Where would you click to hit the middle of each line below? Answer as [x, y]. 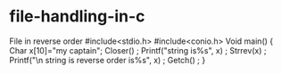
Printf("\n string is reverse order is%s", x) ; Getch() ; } [108, 60]
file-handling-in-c [77, 16]
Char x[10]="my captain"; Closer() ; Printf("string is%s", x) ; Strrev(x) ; [138, 50]
